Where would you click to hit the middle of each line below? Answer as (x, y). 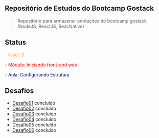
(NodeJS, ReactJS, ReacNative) (51, 26)
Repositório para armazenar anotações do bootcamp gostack (82, 21)
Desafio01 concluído (34, 103)
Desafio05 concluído (34, 125)
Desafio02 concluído (34, 109)
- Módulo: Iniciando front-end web (41, 65)
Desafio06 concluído (34, 130)
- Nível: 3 (15, 55)
